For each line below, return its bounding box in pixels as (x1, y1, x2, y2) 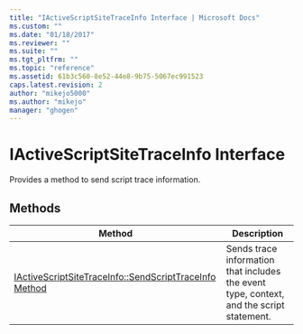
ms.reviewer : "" (9, 38, 70, 48)
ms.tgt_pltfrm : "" (9, 55, 78, 64)
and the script (225, 299, 286, 311)
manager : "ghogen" (9, 106, 78, 115)
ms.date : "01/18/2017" (9, 30, 95, 39)
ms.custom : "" (9, 22, 63, 31)
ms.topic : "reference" (9, 64, 95, 73)
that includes (225, 265, 281, 277)
